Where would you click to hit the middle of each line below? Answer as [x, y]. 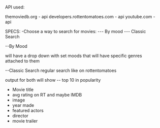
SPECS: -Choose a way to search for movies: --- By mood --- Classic [76, 31]
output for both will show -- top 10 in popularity [53, 80]
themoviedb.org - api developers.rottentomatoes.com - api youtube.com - [80, 16]
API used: [15, 7]
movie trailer [25, 121]
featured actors [28, 111]
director [20, 116]
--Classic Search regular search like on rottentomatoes [61, 70]
